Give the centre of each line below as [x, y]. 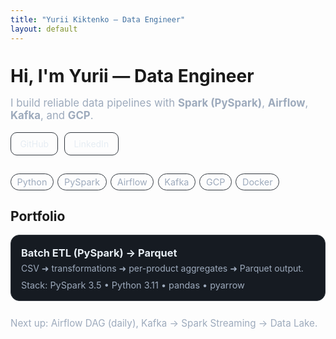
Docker [257, 182]
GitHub [34, 144]
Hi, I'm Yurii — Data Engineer [132, 75]
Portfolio [38, 216]
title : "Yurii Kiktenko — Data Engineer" [98, 19]
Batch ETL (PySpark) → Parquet [99, 253]
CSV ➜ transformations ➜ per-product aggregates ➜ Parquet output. [162, 268]
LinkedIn [91, 144]
